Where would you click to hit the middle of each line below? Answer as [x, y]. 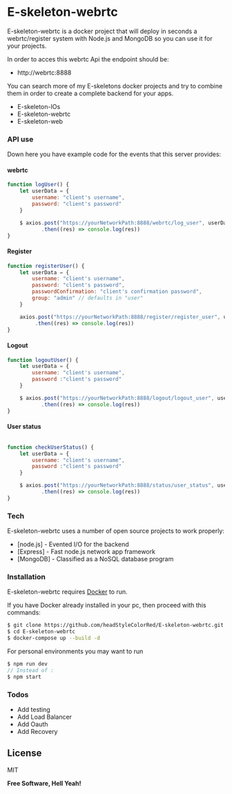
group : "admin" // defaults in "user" [88, 298]
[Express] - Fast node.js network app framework [86, 552]
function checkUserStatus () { [51, 447]
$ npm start [24, 677]
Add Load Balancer [45, 717]
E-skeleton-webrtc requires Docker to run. [67, 592]
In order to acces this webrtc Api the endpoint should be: [88, 59]
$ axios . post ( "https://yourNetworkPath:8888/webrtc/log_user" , [113, 223]
